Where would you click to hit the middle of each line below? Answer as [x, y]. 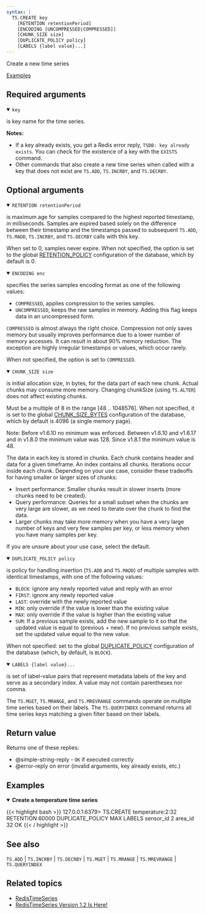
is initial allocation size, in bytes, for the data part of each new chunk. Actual [102, 383]
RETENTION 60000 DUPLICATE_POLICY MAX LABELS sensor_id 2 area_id [100, 819]
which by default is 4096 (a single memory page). [69, 421]
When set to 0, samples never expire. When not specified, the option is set [100, 248]
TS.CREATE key [30, 18]
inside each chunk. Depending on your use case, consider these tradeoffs [99, 470]
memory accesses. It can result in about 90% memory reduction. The [94, 341]
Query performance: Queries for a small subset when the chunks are [102, 502]
